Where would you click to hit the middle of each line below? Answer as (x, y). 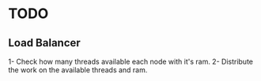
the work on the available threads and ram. (78, 70)
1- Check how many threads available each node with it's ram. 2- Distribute (130, 61)
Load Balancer (44, 43)
